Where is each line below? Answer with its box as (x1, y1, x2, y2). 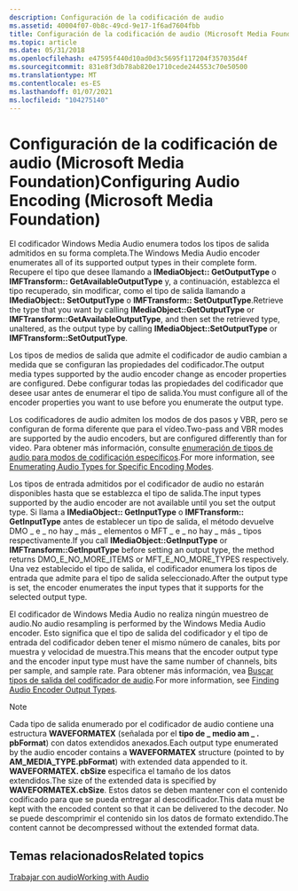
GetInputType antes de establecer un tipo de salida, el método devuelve (9, 516, 275, 527)
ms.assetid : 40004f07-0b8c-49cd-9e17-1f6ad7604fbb (9, 21, 200, 30)
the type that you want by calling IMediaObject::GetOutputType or (9, 304, 255, 315)
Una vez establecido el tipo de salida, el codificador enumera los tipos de (9, 564, 278, 574)
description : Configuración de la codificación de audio (9, 12, 224, 22)
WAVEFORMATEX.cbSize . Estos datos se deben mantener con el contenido (9, 785, 288, 795)
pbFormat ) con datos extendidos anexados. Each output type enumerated (9, 737, 278, 748)
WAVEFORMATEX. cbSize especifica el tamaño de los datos (9, 766, 231, 777)
